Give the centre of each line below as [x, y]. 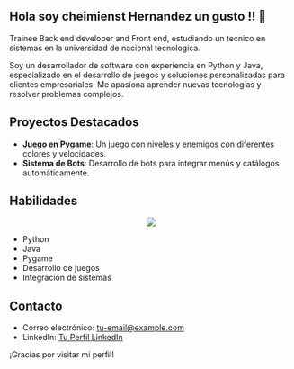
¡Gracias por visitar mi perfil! [62, 355]
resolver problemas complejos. [67, 94]
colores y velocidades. [64, 153]
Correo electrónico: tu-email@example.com [103, 328]
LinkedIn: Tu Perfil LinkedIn [72, 337]
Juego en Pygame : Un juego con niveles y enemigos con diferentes [148, 144]
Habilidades [44, 201]
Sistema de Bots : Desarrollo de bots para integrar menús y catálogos [151, 163]
